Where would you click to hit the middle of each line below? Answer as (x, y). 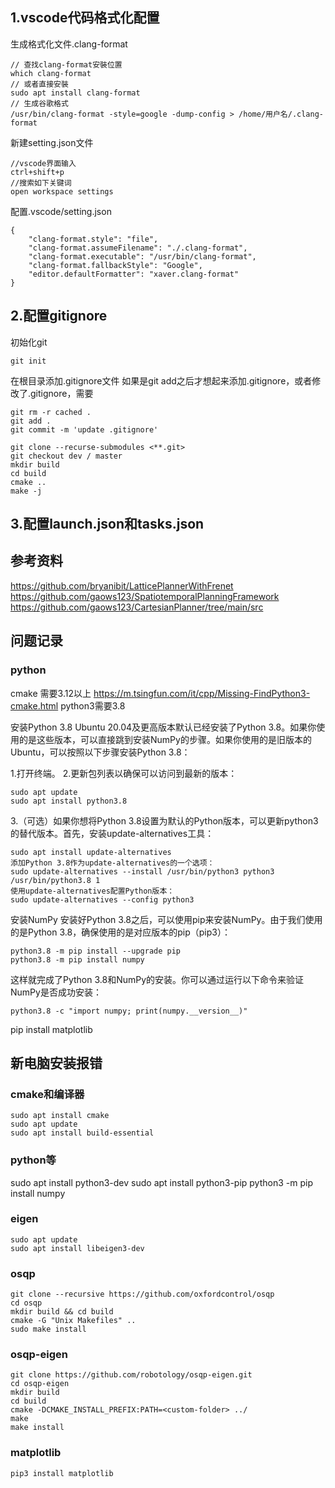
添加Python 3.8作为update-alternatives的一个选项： (112, 863)
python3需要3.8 (93, 705)
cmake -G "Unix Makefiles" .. (73, 1321)
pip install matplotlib (51, 1029)
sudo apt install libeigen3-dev (77, 1248)
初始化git (29, 342)
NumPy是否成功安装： (56, 992)
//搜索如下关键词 (41, 183)
